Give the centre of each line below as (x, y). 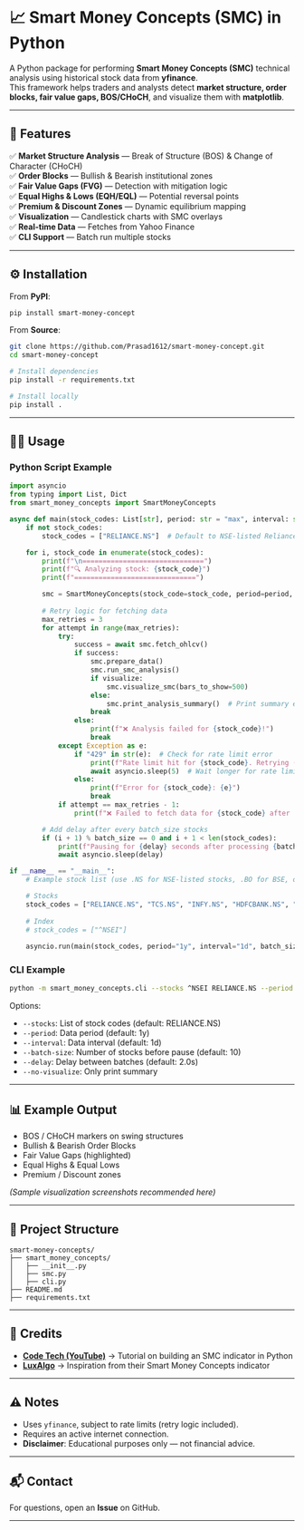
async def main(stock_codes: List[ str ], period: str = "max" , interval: (149, 519)
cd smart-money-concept (54, 355)
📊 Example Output (63, 1110)
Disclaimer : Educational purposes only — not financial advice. (139, 1443)
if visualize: (117, 678)
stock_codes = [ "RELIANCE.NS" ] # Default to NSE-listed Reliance (170, 536)
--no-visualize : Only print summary (90, 1071)
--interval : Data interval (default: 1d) (92, 1042)
